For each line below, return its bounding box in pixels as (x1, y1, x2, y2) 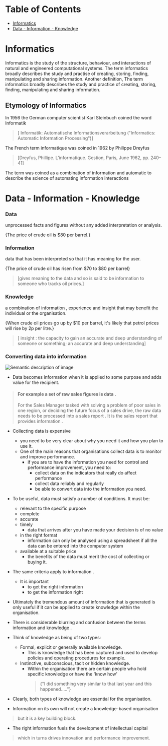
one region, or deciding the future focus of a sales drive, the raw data (17, 408, 161, 414)
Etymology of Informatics (5, 101, 87, 110)
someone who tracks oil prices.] (17, 281, 84, 287)
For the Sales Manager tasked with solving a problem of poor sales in (17, 402, 161, 409)
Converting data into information (5, 353, 87, 360)
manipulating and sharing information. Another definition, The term (5, 76, 143, 82)
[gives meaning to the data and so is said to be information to (17, 276, 144, 282)
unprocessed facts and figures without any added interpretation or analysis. (5, 222, 162, 228)
